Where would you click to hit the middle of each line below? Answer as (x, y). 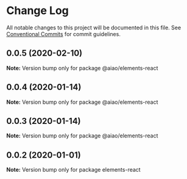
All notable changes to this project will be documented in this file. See (94, 27)
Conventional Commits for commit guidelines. (63, 34)
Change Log (37, 11)
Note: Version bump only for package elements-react (74, 170)
